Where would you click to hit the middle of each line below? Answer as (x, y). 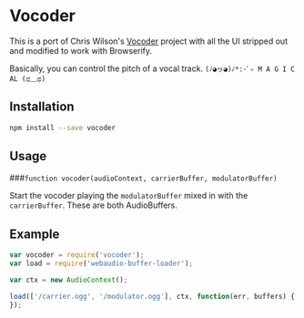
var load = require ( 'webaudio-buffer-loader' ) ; (101, 264)
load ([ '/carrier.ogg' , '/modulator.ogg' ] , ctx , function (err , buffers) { (152, 296)
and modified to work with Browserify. (81, 50)
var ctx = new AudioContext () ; (69, 280)
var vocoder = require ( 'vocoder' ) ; (77, 255)
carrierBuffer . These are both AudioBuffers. (93, 205)
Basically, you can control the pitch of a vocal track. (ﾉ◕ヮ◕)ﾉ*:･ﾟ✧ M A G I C (152, 68)
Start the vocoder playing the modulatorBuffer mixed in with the (129, 196)
